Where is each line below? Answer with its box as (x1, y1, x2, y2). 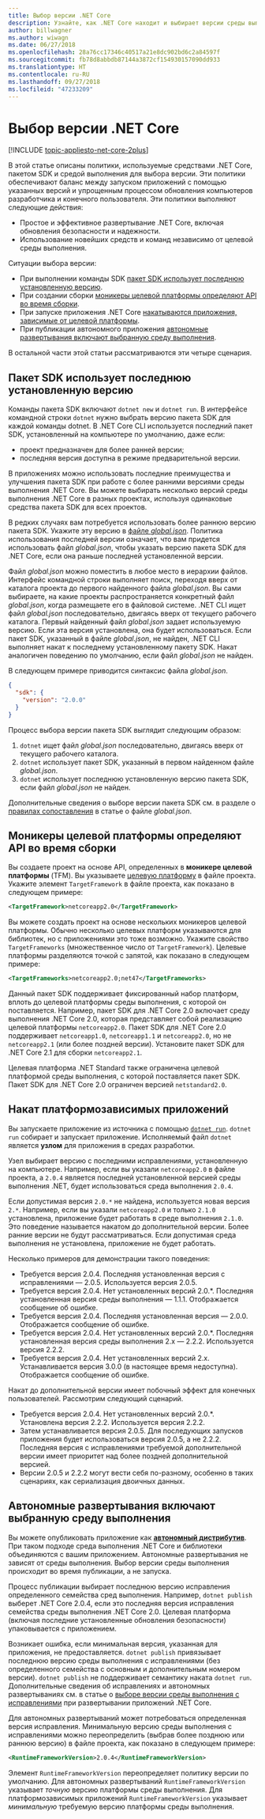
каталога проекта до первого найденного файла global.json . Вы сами (8, 583, 242, 593)
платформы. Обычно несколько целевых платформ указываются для (8, 926, 242, 935)
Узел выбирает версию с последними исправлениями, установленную (8, 1156, 248, 1165)
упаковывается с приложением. (8, 1624, 117, 1633)
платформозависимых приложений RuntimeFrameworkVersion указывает (8, 1793, 248, 1802)
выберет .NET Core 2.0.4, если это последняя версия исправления (8, 1598, 234, 1608)
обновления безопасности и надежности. (19, 226, 161, 236)
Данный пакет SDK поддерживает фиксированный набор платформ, (8, 989, 239, 999)
